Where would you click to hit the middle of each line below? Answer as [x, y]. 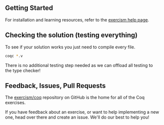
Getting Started [29, 8]
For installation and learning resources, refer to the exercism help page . [77, 20]
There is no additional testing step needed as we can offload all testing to [79, 65]
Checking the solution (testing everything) [71, 35]
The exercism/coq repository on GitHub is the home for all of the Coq [75, 98]
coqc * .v [14, 56]
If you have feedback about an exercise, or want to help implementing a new [82, 112]
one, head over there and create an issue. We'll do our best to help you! [77, 117]
